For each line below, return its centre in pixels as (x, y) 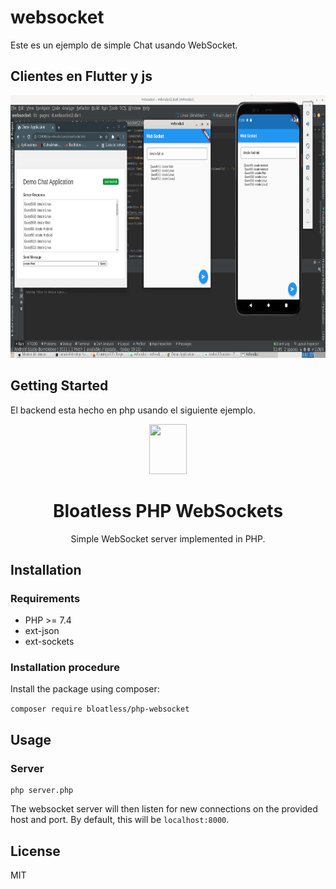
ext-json (42, 631)
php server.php (42, 791)
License (35, 851)
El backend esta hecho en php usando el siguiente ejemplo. (133, 410)
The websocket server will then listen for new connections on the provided (164, 809)
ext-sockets (49, 642)
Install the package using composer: (85, 689)
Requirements (45, 598)
